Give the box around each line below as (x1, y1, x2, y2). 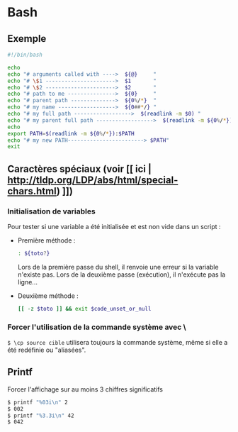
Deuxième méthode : (17, 292, 79, 300)
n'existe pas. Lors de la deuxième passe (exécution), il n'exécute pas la (17, 270, 226, 279)
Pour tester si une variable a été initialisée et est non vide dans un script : (7, 222, 221, 231)
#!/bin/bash (7, 51, 42, 58)
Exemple (7, 33, 47, 45)
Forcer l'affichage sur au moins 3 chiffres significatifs (7, 384, 164, 394)
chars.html (7, 185, 57, 197)
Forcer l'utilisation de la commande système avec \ (7, 322, 186, 332)
